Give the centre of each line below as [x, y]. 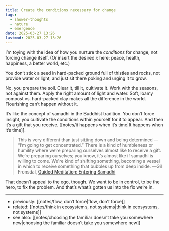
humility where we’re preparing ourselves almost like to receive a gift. [90, 150]
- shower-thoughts [29, 19]
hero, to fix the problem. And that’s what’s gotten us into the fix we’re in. [80, 187]
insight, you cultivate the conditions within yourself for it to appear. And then [84, 119]
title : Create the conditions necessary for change [60, 10]
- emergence [22, 29]
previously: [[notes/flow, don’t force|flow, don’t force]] [69, 201]
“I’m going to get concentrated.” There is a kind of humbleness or [85, 145]
